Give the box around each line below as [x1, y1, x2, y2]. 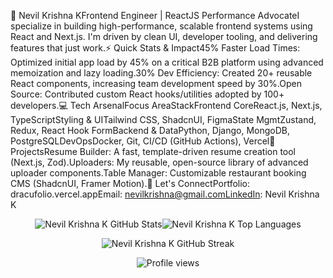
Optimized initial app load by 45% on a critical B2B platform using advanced [10, 56, 324, 68]
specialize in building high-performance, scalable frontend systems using [10, 20, 313, 32]
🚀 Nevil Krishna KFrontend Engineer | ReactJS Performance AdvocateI [10, 10, 300, 21]
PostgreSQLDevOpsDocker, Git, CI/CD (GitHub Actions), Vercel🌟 [10, 135, 276, 147]
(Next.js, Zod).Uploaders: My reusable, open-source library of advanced [10, 156, 309, 168]
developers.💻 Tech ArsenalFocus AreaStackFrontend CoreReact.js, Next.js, [10, 100, 323, 111]
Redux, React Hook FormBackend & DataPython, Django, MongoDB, [10, 125, 291, 136]
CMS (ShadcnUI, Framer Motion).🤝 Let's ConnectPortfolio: [10, 178, 251, 189]
